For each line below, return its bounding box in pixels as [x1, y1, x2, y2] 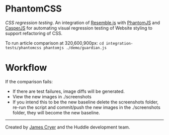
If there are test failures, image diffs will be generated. [12, 88, 125, 94]
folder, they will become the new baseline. [12, 109, 100, 115]
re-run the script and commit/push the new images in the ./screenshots [12, 104, 161, 110]
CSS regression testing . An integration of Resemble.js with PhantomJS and [5, 20, 160, 26]
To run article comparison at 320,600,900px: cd [5, 40, 104, 46]
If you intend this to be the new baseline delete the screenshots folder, [12, 99, 159, 105]
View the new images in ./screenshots [12, 93, 92, 99]
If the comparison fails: [5, 78, 53, 84]
